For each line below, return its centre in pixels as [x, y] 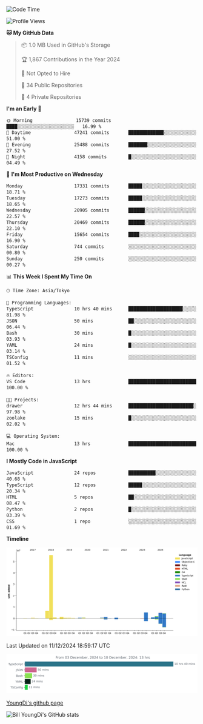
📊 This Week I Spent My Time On [49, 277]
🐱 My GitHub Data [30, 33]
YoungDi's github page [35, 703]
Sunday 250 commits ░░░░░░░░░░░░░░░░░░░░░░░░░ [101, 259]
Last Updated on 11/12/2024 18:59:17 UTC [58, 645]
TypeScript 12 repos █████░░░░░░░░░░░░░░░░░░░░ [101, 485]
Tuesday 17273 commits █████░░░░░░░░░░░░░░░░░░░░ [101, 198]
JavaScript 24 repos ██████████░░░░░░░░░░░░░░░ [101, 473]
